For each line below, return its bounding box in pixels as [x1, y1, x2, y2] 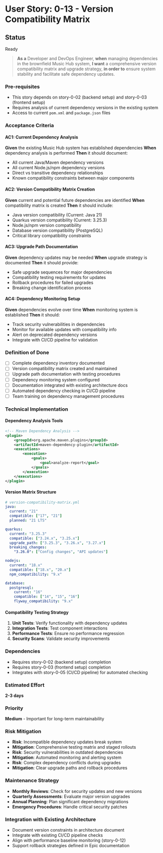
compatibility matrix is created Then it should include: [5, 202, 114, 208]
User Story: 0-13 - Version [5, 3, 114, 15]
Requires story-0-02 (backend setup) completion [12, 659, 111, 665]
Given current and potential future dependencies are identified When [5, 197, 145, 203]
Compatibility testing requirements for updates [12, 274, 106, 280]
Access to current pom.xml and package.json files [12, 110, 111, 116]
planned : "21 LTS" [9, 518, 47, 523]
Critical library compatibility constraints [12, 233, 91, 238]
